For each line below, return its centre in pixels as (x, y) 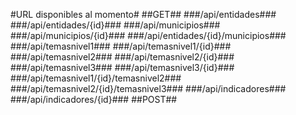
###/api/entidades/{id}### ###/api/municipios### (115, 25)
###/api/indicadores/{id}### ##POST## (94, 99)
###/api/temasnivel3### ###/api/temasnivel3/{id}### (122, 67)
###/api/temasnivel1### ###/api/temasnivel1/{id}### (121, 46)
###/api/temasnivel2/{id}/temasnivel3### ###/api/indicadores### (148, 88)
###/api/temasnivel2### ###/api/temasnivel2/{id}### (122, 57)
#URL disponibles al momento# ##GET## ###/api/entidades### (143, 14)
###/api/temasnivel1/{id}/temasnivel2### (96, 78)
